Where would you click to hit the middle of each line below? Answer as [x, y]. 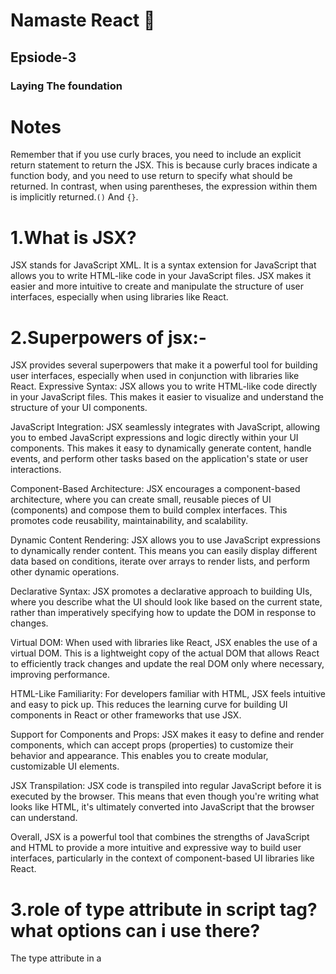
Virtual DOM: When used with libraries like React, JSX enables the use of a [164, 643]
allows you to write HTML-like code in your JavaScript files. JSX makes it [161, 276]
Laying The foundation [66, 86]
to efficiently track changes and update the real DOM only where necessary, [167, 664]
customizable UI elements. [65, 766]
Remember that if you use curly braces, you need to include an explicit [156, 155]
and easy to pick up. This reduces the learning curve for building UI [149, 705]
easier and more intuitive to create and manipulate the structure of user [157, 286]
